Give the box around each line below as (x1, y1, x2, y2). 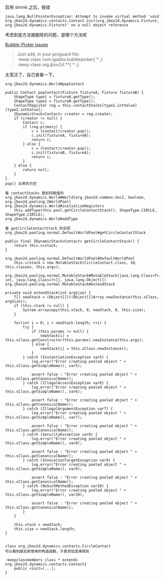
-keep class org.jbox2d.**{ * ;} (17, 62, 80, 67)
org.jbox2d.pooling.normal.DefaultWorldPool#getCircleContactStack (5, 230, 146, 235)
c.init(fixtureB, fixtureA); (31, 150, 91, 155)
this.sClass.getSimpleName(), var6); (5, 389, 82, 394)
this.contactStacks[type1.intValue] (62, 103, 137, 108)
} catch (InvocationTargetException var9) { (23, 458, 115, 463)
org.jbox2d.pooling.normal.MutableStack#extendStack (5, 282, 115, 287)
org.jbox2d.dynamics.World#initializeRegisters (5, 204, 105, 209)
